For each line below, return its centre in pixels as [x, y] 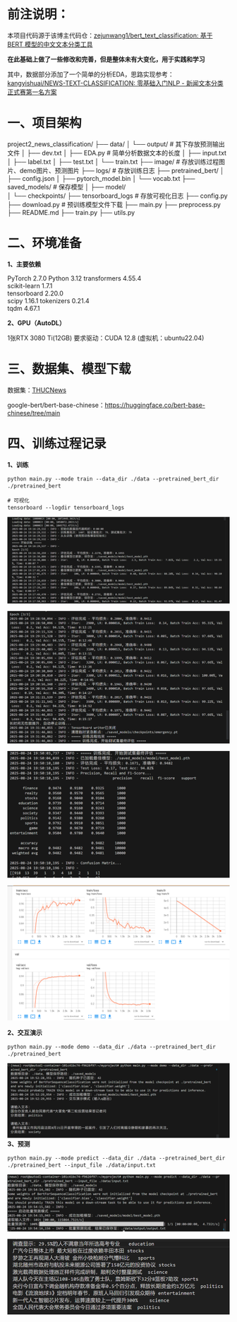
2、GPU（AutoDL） [36, 323]
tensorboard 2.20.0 [35, 293]
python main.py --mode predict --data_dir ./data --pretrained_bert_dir [116, 1158]
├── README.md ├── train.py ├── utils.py [71, 212]
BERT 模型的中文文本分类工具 [50, 44]
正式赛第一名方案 [32, 92]
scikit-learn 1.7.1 [30, 285]
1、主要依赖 [24, 264]
